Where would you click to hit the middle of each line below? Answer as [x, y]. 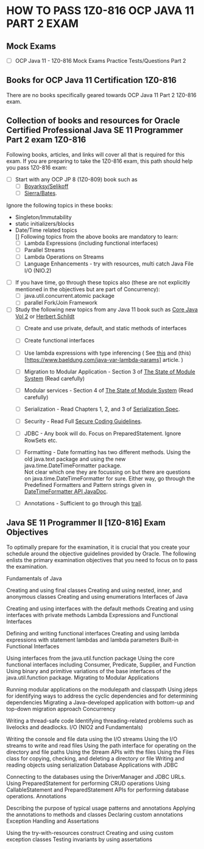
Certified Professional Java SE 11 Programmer [95, 130]
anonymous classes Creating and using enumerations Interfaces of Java [97, 596]
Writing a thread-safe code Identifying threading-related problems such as [100, 720]
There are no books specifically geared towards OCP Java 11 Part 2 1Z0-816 [101, 95]
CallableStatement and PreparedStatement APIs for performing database [98, 789]
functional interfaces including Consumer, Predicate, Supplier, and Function [101, 664]
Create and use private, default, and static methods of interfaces [105, 328]
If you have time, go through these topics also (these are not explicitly [103, 283]
